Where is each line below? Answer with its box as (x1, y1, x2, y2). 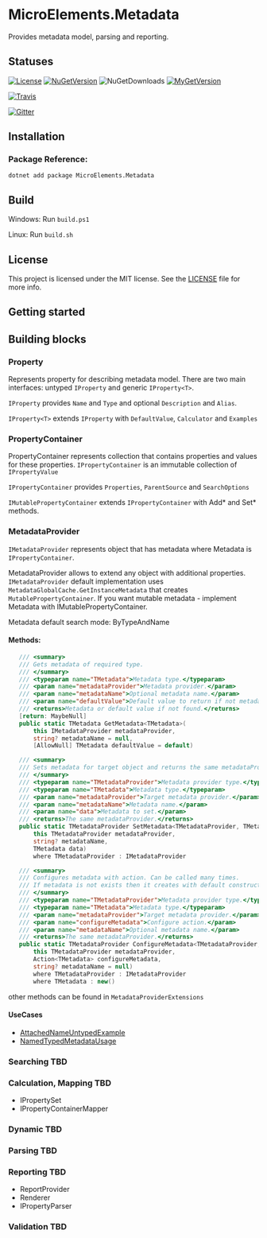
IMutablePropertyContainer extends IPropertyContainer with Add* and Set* (8, 498, 257, 507)
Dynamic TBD (8, 1124, 62, 1135)
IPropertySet (19, 1095, 62, 1104)
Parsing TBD (8, 1145, 58, 1156)
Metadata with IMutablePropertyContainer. (8, 602, 149, 611)
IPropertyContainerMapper (19, 1104, 109, 1113)
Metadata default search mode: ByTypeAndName (8, 617, 170, 627)
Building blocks (8, 332, 87, 346)
